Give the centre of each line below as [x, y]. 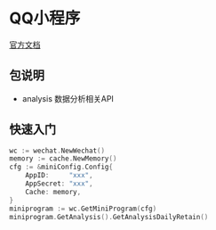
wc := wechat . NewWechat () [57, 151]
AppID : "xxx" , [59, 176]
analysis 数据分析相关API [68, 98]
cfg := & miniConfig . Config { [61, 167]
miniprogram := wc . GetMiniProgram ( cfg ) [83, 209]
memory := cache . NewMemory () [63, 159]
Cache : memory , [53, 192]
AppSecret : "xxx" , [59, 184]
